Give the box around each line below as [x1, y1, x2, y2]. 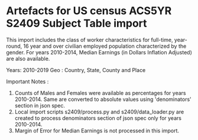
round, [6, 43, 22, 50]
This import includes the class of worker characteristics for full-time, [6, 36, 173, 43]
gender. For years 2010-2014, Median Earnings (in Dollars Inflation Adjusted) [6, 48, 192, 56]
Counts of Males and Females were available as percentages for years [14, 89, 186, 96]
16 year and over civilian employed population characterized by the [23, 43, 187, 50]
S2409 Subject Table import [6, 17, 147, 30]
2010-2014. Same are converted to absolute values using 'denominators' [14, 96, 192, 103]
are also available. [6, 55, 50, 62]
